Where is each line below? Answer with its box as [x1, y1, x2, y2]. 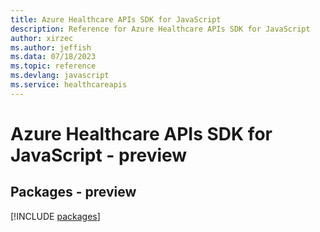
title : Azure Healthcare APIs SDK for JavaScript [10, 14, 222, 25]
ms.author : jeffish [10, 42, 92, 53]
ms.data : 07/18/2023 [10, 52, 97, 62]
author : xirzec [10, 33, 74, 43]
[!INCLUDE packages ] [10, 210, 101, 222]
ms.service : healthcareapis [10, 80, 128, 90]
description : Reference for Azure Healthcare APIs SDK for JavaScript [10, 24, 311, 34]
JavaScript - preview [10, 144, 188, 166]
